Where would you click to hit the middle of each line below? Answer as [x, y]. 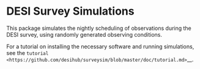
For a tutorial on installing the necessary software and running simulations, [100, 46]
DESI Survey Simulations [70, 11]
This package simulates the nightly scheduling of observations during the [99, 28]
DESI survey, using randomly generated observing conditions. [84, 34]
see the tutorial [28, 53]
